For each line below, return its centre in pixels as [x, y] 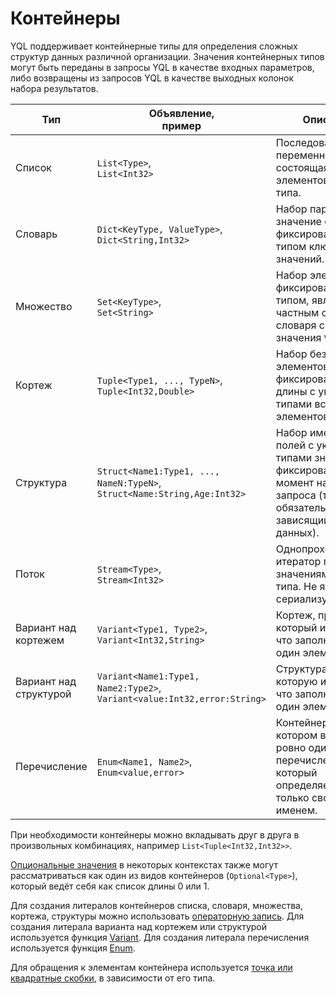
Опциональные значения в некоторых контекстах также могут [144, 864]
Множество [44, 306]
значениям [302, 574]
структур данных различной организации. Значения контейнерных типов [167, 56]
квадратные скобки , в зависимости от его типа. [113, 978]
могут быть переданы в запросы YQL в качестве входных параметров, [162, 67]
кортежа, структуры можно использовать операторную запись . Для [157, 916]
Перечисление [51, 766]
